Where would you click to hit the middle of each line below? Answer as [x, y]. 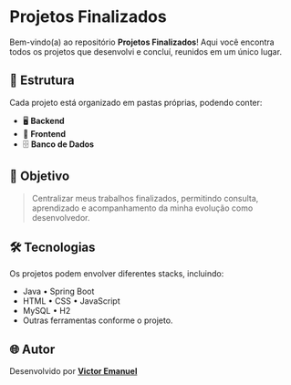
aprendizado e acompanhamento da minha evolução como [142, 208]
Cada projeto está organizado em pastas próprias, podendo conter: [136, 102]
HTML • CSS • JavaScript [71, 301]
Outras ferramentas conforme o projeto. [98, 320]
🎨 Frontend [44, 133]
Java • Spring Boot [58, 291]
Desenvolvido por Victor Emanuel [73, 371]
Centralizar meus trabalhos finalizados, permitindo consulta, [145, 198]
